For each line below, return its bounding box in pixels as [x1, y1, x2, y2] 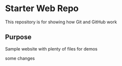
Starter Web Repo [5, 3, 79, 14]
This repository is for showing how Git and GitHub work [5, 19, 117, 25]
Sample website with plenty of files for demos [5, 46, 98, 51]
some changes [5, 55, 35, 61]
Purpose [5, 33, 32, 41]
